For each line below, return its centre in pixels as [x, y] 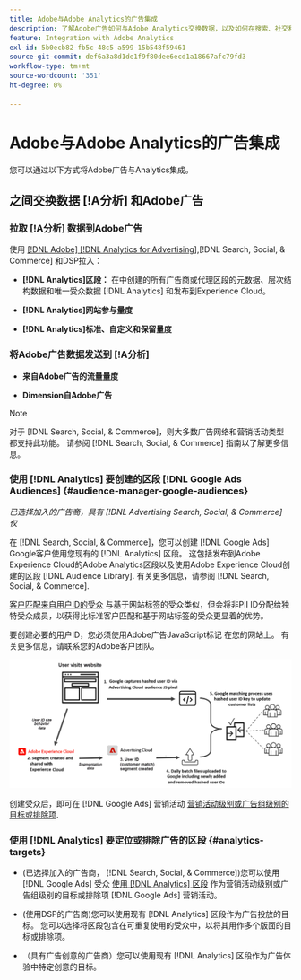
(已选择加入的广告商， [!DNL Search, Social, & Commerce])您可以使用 [151, 872]
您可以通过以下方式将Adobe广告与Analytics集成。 [102, 170]
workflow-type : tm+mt [50, 66]
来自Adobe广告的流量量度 [70, 376]
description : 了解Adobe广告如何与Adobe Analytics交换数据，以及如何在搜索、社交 [149, 28]
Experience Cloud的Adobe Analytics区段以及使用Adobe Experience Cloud [146, 564]
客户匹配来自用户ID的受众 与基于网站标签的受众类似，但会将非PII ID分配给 [146, 604]
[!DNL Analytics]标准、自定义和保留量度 [97, 329]
